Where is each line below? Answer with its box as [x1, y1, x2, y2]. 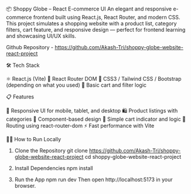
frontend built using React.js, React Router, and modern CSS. [33, 14, 180, 21]
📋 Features [6, 93, 34, 100]
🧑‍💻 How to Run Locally [6, 136, 62, 142]
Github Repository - [6, 44, 54, 50]
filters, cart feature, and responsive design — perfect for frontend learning [6, 26, 186, 33]
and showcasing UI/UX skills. [6, 32, 77, 39]
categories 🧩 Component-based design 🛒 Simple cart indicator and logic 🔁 [6, 115, 186, 122]
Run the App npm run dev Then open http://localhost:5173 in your [14, 176, 173, 183]
